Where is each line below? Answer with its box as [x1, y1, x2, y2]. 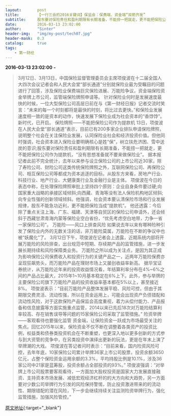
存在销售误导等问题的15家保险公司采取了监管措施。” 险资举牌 [35, 311, 162, 317]
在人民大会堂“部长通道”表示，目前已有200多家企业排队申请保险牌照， [17, 126, 164, 132]
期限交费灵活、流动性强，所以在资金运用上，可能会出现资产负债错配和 [17, 291, 165, 298]
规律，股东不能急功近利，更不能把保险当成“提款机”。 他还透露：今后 [17, 202, 162, 208]
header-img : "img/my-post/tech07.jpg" [5, 31, 93, 36]
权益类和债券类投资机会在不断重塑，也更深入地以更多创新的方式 [26, 330, 161, 336]
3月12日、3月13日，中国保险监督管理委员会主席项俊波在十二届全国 [17, 75, 158, 81]
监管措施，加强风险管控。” [17, 394, 71, 400]
